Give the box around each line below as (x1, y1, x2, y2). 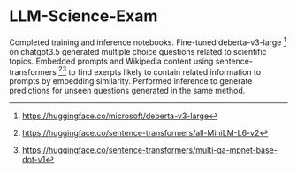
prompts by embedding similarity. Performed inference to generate (9, 76, 253, 86)
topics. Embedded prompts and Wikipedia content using (9, 56, 214, 66)
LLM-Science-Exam (9, 6, 158, 26)
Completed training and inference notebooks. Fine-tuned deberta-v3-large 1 (9, 35, 287, 48)
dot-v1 (21, 154, 46, 165)
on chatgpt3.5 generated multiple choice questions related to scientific (9, 46, 267, 56)
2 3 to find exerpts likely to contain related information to (58, 64, 262, 77)
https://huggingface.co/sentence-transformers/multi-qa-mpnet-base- (21, 145, 278, 155)
